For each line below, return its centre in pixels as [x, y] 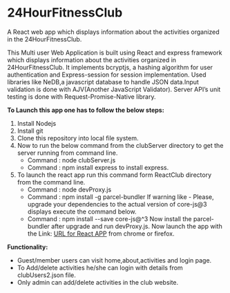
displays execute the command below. [82, 211]
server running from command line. [67, 153]
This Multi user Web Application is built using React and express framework [115, 53]
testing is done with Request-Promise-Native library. [82, 96]
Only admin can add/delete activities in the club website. [98, 282]
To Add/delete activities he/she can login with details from [100, 267]
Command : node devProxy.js [69, 189]
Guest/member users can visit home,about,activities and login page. [114, 260]
